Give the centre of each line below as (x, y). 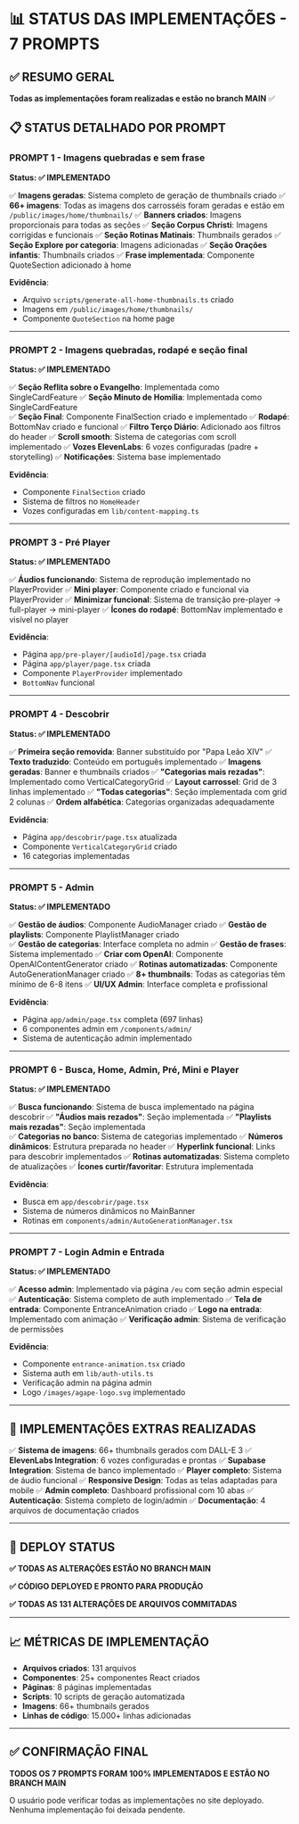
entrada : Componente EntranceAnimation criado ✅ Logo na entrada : (136, 1309)
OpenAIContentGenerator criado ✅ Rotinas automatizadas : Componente (143, 964)
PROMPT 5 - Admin (52, 887)
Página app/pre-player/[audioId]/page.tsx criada (114, 655)
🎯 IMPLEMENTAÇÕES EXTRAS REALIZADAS (133, 1428)
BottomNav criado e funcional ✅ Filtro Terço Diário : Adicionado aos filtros (145, 426)
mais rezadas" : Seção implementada (77, 1127)
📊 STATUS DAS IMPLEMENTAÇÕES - (148, 19)
